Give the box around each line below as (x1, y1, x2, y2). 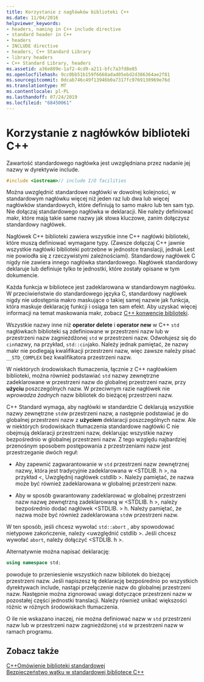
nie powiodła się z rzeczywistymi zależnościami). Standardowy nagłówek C (6, 252, 196, 259)
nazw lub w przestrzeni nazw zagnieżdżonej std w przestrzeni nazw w (6, 622, 184, 629)
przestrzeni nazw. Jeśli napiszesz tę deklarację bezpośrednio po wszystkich (6, 578, 198, 585)
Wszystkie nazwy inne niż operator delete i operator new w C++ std (6, 321, 180, 328)
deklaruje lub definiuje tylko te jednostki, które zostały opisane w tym (6, 265, 180, 272)
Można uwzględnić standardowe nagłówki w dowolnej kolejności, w (6, 189, 177, 196)
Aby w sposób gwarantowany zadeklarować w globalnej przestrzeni (15, 492, 186, 499)
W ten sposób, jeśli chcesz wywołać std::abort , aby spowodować (6, 523, 175, 531)
